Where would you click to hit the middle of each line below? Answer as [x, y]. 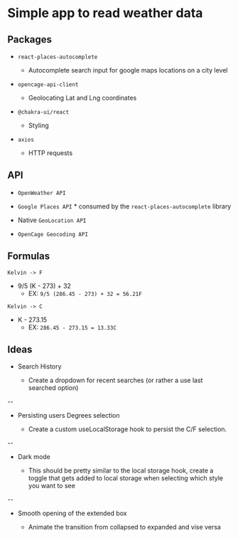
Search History [39, 366]
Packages [29, 39]
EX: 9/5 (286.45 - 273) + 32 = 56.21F [85, 293]
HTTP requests [50, 153]
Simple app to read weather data [105, 13]
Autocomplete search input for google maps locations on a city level [128, 70]
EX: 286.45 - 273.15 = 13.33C [72, 327]
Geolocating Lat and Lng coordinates [82, 98]
